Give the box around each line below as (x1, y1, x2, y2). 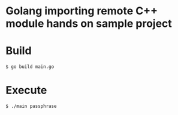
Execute (5, 83, 47, 97)
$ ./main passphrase (5, 103, 58, 110)
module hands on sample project (5, 17, 172, 30)
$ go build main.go (5, 64, 55, 70)
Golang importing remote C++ (5, 4, 158, 18)
